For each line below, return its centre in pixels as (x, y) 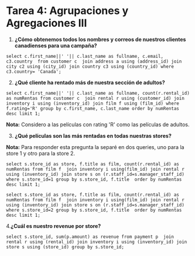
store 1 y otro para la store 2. (40, 153)
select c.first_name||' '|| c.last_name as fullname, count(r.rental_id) (98, 93)
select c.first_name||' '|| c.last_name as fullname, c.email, (85, 56)
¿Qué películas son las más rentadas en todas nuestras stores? (93, 136)
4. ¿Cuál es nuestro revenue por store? (54, 226)
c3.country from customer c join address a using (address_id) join (94, 61)
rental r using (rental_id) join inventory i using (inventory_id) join (97, 242)
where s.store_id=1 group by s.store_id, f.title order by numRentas (94, 179)
